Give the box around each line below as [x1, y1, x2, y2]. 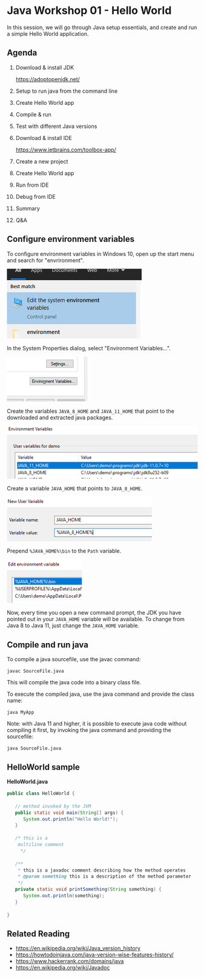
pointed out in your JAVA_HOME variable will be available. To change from [7, 616, 185, 623]
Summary [15, 204, 40, 212]
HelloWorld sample [7, 762, 81, 772]
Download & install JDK [15, 64, 74, 71]
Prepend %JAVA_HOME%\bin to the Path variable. [7, 547, 122, 555]
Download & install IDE [15, 134, 72, 141]
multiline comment [18, 842, 64, 848]
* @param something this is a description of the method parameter [18, 873, 191, 879]
